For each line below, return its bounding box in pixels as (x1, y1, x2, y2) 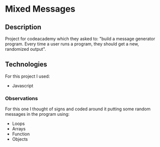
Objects (12, 136, 28, 142)
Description (5, 23, 41, 31)
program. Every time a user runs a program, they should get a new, (5, 41, 139, 47)
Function (12, 131, 30, 137)
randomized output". (5, 46, 46, 52)
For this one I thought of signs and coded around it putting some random (5, 106, 151, 112)
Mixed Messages (5, 3, 75, 15)
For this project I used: (5, 73, 50, 79)
